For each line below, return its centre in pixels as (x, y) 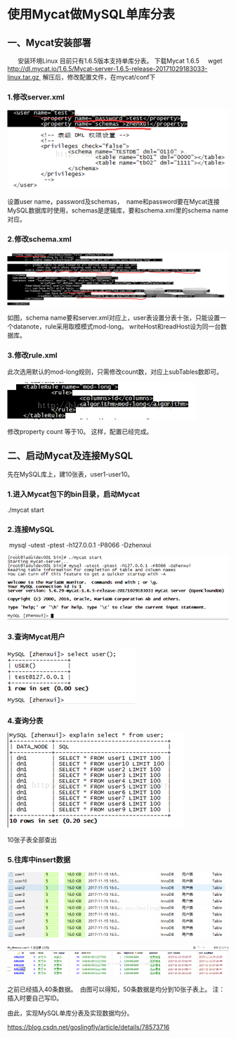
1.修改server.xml (36, 97)
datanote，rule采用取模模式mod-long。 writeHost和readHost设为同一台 (117, 326)
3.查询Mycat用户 (36, 636)
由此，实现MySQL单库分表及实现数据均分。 (70, 1013)
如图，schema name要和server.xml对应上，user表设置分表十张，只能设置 (114, 317)
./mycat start (26, 510)
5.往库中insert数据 (39, 860)
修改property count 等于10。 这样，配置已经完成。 (80, 431)
